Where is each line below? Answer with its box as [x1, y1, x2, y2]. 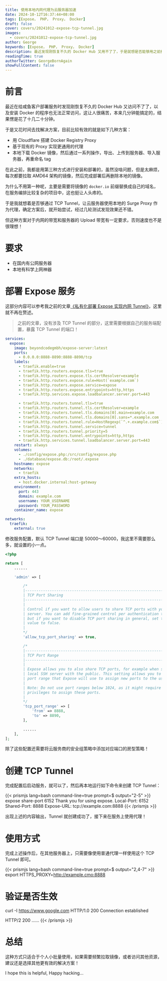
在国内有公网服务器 [12, 260, 52, 266]
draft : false [5, 21, 32, 26]
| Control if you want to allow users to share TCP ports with [23, 607, 157, 612]
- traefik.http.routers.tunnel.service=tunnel [18, 424, 117, 429]
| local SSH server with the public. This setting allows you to [23, 671, 162, 676]
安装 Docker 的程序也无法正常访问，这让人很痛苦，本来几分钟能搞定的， [9, 110, 158, 116]
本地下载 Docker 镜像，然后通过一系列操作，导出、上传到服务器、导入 [12, 150, 156, 156]
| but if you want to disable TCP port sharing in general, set [23, 616, 159, 621]
